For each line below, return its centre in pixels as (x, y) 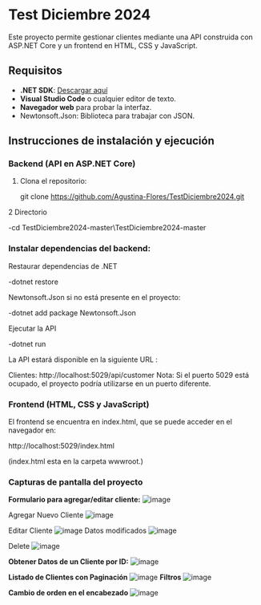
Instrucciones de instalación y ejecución (111, 141)
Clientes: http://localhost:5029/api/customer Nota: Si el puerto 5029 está (129, 375)
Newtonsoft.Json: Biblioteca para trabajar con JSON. (107, 116)
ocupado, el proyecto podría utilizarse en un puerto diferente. (110, 384)
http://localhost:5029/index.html (61, 446)
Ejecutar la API (32, 328)
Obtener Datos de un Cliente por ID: (69, 562)
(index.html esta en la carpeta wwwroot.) (76, 461)
